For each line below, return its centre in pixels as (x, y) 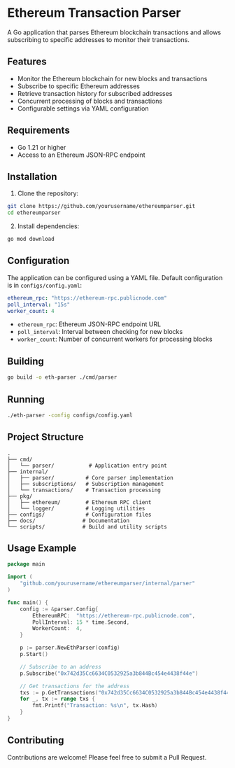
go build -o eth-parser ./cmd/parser (62, 377)
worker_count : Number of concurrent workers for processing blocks (115, 339)
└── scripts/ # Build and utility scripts (87, 526)
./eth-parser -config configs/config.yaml (70, 415)
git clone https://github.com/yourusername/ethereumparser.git (101, 207)
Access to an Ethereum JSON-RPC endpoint (81, 155)
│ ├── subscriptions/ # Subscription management (86, 484)
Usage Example (42, 549)
